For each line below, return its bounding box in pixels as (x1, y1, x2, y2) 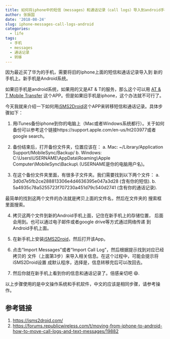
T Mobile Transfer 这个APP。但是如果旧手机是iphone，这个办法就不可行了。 (5, 92, 164, 99)
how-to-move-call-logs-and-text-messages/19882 (12, 328, 119, 334)
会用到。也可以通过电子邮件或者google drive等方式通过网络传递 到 (12, 219, 151, 225)
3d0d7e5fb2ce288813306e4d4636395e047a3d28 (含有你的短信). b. (12, 178, 156, 184)
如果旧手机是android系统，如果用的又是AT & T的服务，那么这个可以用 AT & (5, 86, 161, 92)
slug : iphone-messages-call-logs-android (5, 21, 94, 27)
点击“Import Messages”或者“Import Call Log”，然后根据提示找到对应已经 (12, 247, 164, 253)
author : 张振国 (5, 12, 35, 17)
